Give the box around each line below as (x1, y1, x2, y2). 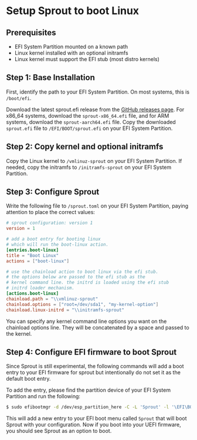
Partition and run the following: (6, 393, 81, 400)
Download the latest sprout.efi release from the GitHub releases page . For (6, 106, 185, 113)
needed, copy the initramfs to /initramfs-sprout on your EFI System (6, 164, 172, 171)
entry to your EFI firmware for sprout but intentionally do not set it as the (6, 369, 181, 376)
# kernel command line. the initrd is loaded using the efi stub (6, 279, 169, 286)
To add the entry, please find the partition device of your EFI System (6, 386, 171, 394)
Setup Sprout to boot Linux (6, 4, 140, 18)
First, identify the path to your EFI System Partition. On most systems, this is (6, 88, 189, 95)
